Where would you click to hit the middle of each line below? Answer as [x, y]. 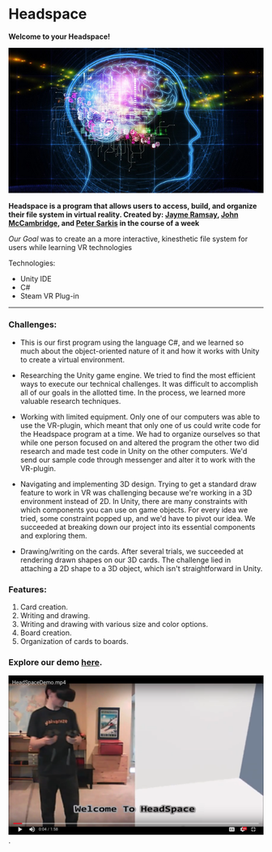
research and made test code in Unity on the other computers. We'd [134, 451]
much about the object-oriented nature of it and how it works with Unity [140, 351]
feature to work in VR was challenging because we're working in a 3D [136, 492]
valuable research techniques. [70, 401]
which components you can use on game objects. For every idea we [134, 510]
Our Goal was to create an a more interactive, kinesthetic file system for [128, 239]
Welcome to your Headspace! [59, 36]
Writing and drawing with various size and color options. [114, 624]
